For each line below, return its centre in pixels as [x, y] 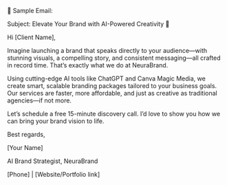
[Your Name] [25, 148]
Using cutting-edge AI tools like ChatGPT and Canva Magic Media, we [107, 78]
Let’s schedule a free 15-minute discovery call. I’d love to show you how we [114, 114]
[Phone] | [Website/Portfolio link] [54, 174]
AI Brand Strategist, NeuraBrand [53, 161]
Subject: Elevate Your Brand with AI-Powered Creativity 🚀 [88, 24]
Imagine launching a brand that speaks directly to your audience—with [107, 51]
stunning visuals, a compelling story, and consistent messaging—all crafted [114, 58]
